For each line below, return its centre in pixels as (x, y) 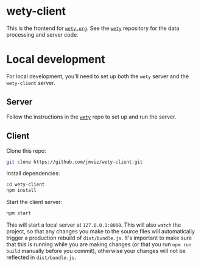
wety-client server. (31, 82)
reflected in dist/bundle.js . (41, 257)
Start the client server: (34, 202)
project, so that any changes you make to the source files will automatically (100, 231)
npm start (19, 213)
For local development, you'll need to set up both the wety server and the (98, 76)
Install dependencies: (33, 174)
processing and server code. (42, 34)
